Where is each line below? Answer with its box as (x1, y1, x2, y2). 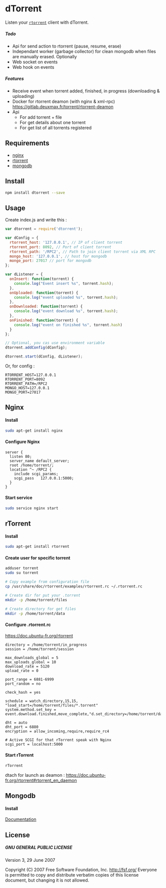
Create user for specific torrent (5, 555, 71, 561)
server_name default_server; (9, 458, 70, 463)
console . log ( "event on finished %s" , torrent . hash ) (14, 322, 123, 327)
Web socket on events (12, 59, 58, 65)
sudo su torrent (5, 571, 39, 576)
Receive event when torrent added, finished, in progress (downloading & (12, 88, 160, 94)
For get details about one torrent (19, 119, 86, 125)
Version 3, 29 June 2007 (5, 857, 55, 863)
